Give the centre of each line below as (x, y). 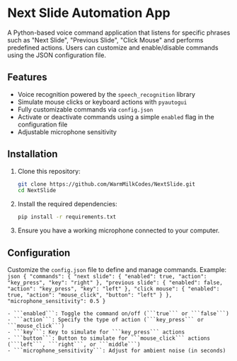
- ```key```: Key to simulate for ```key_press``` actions (96, 332)
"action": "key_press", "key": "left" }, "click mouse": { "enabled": (114, 289)
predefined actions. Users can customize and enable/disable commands (113, 47)
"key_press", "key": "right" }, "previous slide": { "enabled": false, (115, 283)
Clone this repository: (49, 171)
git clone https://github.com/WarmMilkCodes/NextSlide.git (106, 184)
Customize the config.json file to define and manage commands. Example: (117, 270)
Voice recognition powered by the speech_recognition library (106, 94)
